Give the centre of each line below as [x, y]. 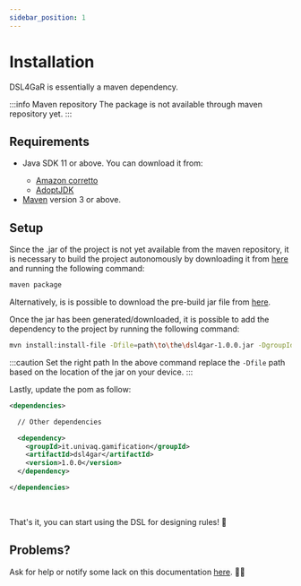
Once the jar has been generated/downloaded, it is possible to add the [139, 320]
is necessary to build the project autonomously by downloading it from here [149, 259]
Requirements [49, 141]
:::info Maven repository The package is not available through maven [136, 104]
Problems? [40, 551]
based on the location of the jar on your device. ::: [101, 372]
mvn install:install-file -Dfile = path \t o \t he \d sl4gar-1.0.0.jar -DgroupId [152, 346]
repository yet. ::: [41, 114]
